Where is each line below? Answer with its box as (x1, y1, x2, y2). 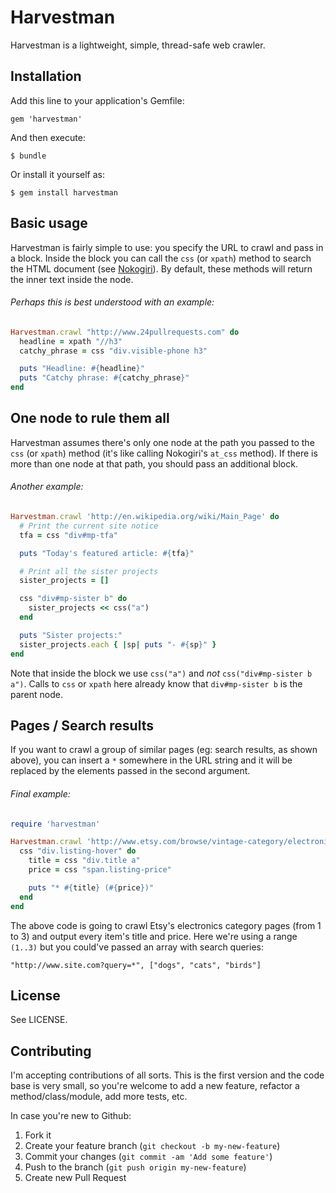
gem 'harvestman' (10, 114, 83, 124)
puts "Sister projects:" (19, 630, 123, 640)
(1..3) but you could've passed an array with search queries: (10, 941, 265, 953)
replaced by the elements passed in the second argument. (10, 765, 251, 777)
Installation (10, 68, 82, 85)
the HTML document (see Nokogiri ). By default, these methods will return (10, 262, 313, 275)
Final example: (10, 787, 71, 800)
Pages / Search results (10, 717, 154, 734)
